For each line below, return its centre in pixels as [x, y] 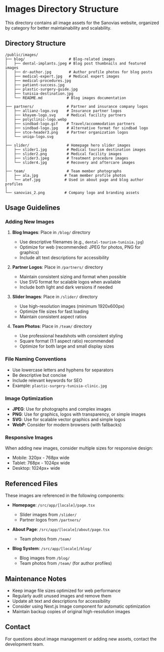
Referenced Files [31, 484]
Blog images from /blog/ [45, 558]
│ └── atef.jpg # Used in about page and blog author [74, 180]
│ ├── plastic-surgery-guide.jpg [41, 89]
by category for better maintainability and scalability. [58, 28]
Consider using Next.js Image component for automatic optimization [81, 606]
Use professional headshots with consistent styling [71, 336]
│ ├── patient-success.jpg [35, 85]
